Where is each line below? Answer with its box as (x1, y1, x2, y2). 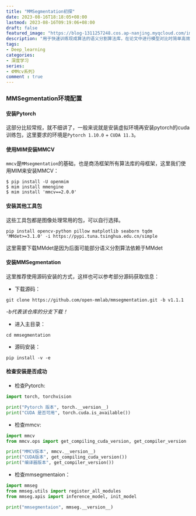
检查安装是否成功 (6, 368, 47, 375)
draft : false (6, 25, 38, 31)
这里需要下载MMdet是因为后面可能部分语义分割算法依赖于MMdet (6, 244, 163, 251)
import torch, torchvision (6, 394, 72, 400)
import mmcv (6, 433, 35, 439)
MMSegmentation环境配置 (6, 94, 82, 102)
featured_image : (6, 30, 45, 36)
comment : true (6, 74, 43, 80)
